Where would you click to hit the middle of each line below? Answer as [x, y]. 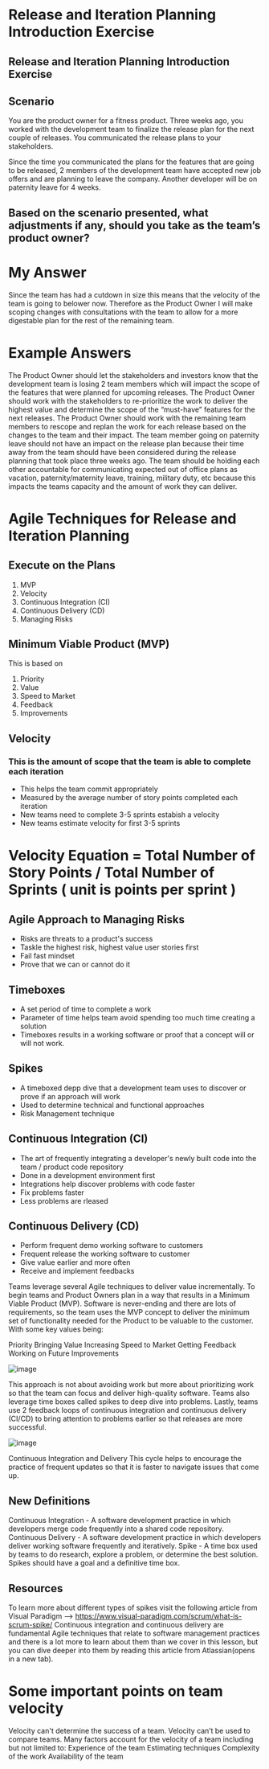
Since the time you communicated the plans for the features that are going [131, 162]
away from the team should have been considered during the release [122, 452]
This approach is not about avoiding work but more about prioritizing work [131, 1385]
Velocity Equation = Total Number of [132, 856]
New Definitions [49, 1501]
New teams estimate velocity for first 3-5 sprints [100, 823]
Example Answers [70, 353]
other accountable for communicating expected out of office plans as [123, 469]
